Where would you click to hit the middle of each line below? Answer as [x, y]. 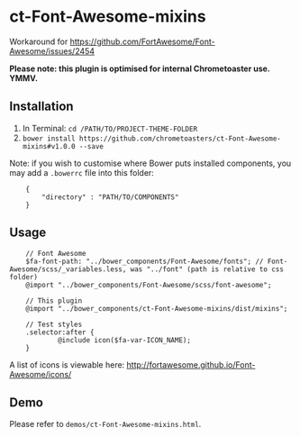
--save [91, 146]
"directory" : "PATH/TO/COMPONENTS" [110, 197]
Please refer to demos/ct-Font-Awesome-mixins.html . [105, 424]
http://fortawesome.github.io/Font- [191, 364]
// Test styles [54, 324]
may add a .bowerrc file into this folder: [82, 172]
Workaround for [39, 41]
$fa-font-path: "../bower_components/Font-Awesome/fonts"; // [145, 261]
